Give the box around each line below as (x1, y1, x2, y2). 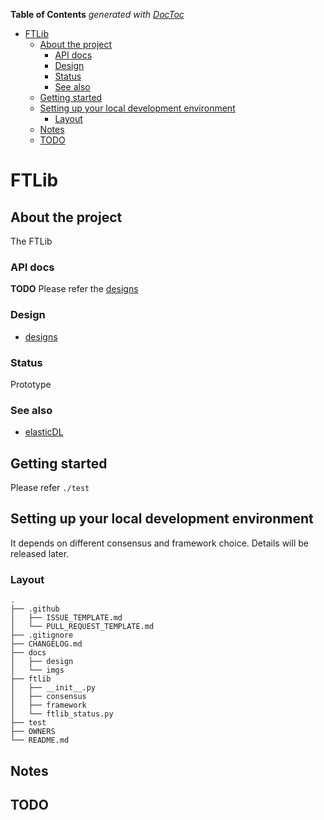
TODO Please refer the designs (10, 283, 139, 295)
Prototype (10, 378, 52, 390)
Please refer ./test (10, 482, 90, 493)
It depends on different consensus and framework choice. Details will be (10, 537, 309, 549)
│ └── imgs (10, 665, 65, 676)
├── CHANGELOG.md (10, 639, 83, 649)
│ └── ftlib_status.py (10, 709, 114, 719)
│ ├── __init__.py (10, 683, 97, 693)
